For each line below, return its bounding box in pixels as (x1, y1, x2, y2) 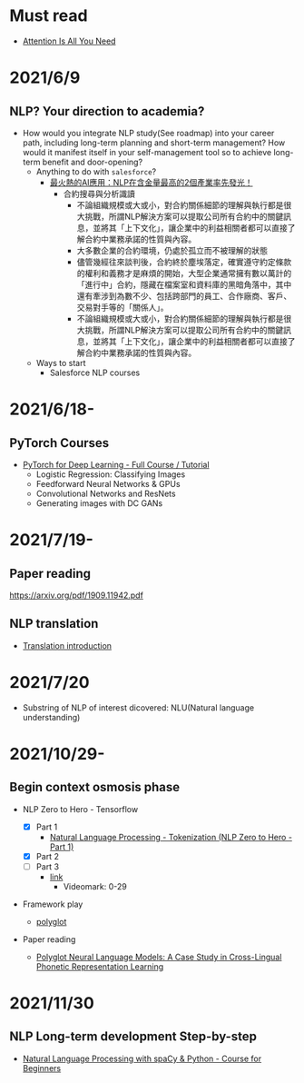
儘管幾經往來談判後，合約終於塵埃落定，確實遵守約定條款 (76, 256, 292, 267)
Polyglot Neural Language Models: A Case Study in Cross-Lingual (35, 951, 282, 962)
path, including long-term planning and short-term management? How (22, 137, 286, 148)
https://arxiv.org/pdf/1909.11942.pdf (9, 590, 143, 601)
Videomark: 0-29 (63, 880, 127, 891)
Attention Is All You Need (22, 35, 116, 46)
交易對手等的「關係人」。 (76, 302, 169, 313)
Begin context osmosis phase (9, 780, 181, 795)
